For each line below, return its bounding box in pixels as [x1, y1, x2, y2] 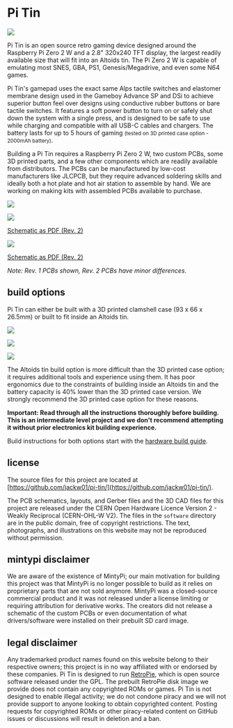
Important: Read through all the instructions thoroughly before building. [7, 408, 219, 416]
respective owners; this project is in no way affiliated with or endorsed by [7, 662, 218, 671]
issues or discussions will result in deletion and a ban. [7, 715, 161, 723]
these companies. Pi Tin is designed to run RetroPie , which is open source [7, 670, 220, 678]
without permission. [7, 533, 64, 542]
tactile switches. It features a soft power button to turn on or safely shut [7, 106, 213, 114]
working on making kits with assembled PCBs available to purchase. [7, 186, 202, 195]
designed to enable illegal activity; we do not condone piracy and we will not [7, 692, 227, 701]
